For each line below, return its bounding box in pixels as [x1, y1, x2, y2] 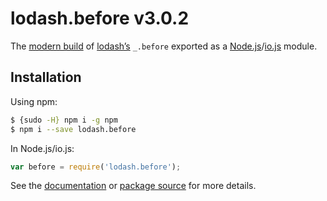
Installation [10, 69, 82, 86]
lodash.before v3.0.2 [10, 7, 190, 30]
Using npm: [10, 95, 58, 107]
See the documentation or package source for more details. [10, 180, 257, 192]
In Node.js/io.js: [10, 142, 75, 154]
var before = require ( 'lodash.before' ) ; [10, 162, 182, 172]
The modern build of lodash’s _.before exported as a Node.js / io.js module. [10, 40, 318, 52]
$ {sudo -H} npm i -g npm [10, 115, 118, 125]
